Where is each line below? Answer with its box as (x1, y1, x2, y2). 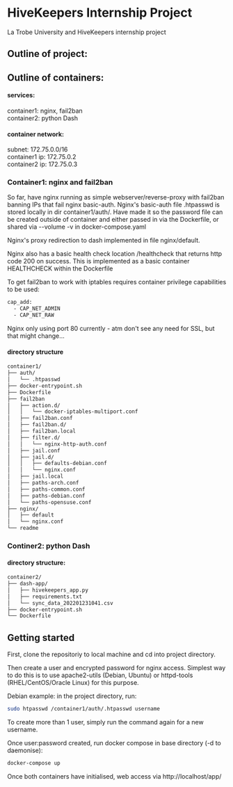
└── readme (7, 525, 39, 532)
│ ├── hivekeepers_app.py (7, 586, 89, 594)
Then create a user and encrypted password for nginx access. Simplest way (7, 664, 226, 672)
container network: (7, 130, 65, 138)
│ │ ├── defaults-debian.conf (7, 460, 108, 467)
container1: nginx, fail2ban (7, 106, 83, 115)
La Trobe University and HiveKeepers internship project (7, 28, 167, 36)
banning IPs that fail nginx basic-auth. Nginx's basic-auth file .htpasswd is (7, 200, 220, 209)
